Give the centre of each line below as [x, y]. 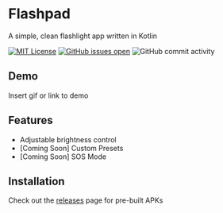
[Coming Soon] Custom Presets [71, 148]
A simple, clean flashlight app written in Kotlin [83, 36]
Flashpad [40, 14]
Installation [37, 181]
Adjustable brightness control [68, 139]
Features [31, 120]
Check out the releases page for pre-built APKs [86, 200]
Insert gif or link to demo [48, 95]
